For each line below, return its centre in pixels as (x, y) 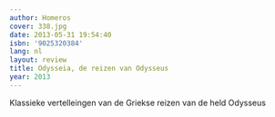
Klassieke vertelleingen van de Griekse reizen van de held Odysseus (138, 102)
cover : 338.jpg (38, 26)
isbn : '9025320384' (46, 43)
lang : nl (26, 52)
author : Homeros (40, 18)
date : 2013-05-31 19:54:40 (61, 34)
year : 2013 (30, 77)
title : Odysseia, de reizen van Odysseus (89, 69)
